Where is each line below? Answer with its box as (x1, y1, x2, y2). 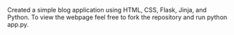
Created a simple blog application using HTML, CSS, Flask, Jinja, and (7, 6, 207, 14)
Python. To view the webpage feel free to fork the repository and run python (7, 13, 228, 21)
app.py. (7, 21, 29, 28)
